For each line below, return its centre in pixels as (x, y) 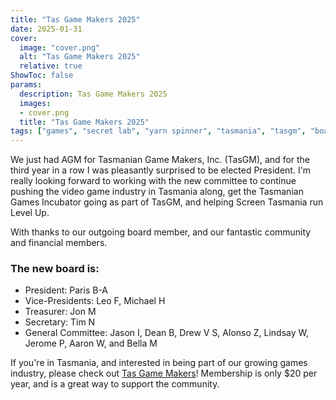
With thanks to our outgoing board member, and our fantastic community (161, 232)
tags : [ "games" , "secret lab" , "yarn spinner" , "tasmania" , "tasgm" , (158, 131)
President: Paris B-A (66, 290)
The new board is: (55, 269)
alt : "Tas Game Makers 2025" (80, 57)
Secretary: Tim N (60, 322)
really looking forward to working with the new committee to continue (153, 181)
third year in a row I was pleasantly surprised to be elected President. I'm (161, 170)
